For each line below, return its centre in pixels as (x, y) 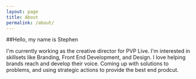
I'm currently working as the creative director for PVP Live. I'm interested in (98, 51)
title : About (22, 17)
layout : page (22, 12)
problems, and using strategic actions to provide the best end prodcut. (93, 70)
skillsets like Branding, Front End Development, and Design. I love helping (96, 58)
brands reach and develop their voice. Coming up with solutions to (88, 64)
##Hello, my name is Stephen (42, 40)
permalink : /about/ (30, 23)
